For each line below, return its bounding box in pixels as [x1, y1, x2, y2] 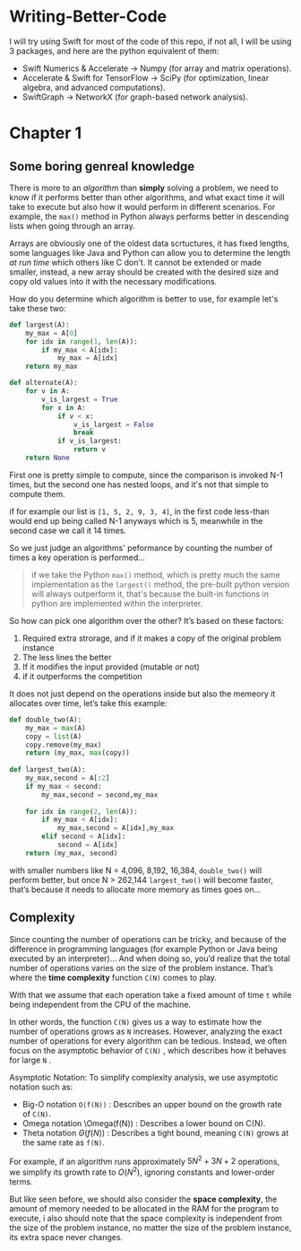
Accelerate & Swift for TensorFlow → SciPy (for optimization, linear [21, 72, 270, 83]
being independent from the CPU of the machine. [9, 999, 191, 1010]
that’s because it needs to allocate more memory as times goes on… [9, 884, 262, 895]
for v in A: [25, 387, 70, 396]
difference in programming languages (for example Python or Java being [9, 943, 278, 954]
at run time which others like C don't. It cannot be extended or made [9, 257, 262, 267]
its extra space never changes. [9, 1231, 124, 1242]
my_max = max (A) [25, 723, 87, 732]
